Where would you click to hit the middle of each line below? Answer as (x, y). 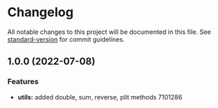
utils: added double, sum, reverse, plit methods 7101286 (100, 97)
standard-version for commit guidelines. (66, 39)
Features (23, 82)
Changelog (40, 12)
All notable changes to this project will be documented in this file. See (109, 32)
